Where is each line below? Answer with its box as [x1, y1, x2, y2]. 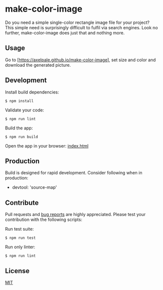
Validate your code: [5, 107, 44, 113]
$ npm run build [5, 134, 38, 139]
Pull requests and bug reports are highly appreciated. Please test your [5, 212, 146, 217]
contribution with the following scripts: [5, 217, 82, 222]
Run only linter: [5, 244, 36, 250]
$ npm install [5, 98, 34, 103]
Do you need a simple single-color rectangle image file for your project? [5, 19, 150, 25]
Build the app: [5, 125, 33, 131]
